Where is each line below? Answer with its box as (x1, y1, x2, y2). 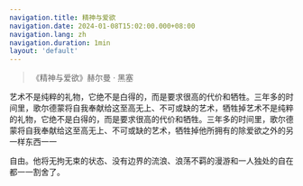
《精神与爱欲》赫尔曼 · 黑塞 (31, 73, 133, 84)
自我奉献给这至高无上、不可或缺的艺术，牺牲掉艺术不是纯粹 (71, 102, 294, 113)
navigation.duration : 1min (9, 38, 111, 48)
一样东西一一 (9, 137, 57, 147)
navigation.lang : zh (9, 30, 87, 39)
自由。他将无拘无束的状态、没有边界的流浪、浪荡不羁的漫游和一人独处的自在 (9, 155, 294, 166)
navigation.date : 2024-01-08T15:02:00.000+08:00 (9, 22, 196, 31)
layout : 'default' (9, 47, 78, 56)
